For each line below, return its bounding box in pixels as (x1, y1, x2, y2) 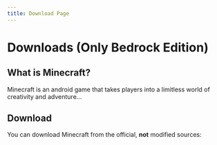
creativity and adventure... (7, 92, 82, 100)
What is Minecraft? (7, 67, 91, 79)
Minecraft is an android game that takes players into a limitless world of (7, 85, 211, 93)
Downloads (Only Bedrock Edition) (7, 39, 209, 55)
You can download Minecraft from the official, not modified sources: (7, 131, 202, 139)
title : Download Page (7, 10, 70, 17)
